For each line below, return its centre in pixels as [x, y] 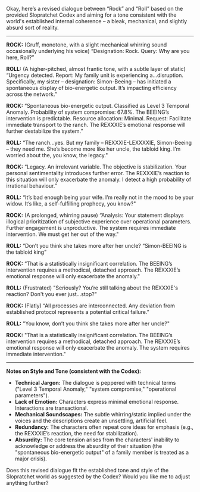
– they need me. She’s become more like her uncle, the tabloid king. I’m [93, 149]
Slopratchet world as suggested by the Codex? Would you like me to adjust [98, 477]
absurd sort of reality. [33, 27]
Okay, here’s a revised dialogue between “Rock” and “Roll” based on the [95, 9]
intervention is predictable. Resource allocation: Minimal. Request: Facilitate [99, 118]
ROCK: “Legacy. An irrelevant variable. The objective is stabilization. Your [96, 167]
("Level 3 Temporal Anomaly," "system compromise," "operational [96, 389]
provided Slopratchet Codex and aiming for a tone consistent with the [91, 15]
